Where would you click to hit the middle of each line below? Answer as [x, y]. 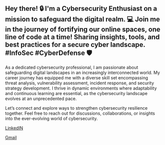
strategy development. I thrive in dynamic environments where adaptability [81, 88]
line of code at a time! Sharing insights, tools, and [82, 37]
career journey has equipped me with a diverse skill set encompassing [77, 77]
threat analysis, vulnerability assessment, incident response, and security [80, 83]
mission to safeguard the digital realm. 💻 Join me [82, 19]
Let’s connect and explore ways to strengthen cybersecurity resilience [76, 108]
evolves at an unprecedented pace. [41, 98]
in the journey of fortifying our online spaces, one [83, 30]
